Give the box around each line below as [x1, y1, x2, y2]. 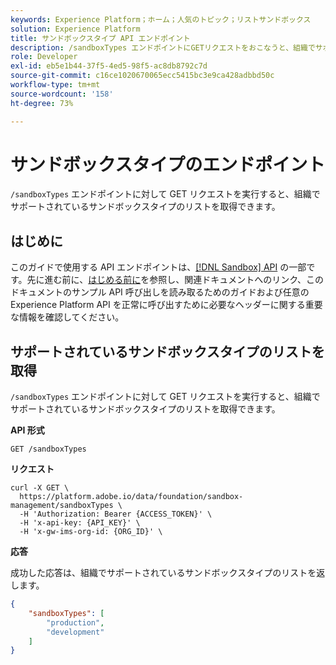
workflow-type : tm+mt [10, 80, 101, 90]
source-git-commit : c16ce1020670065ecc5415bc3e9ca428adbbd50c [10, 71, 275, 81]
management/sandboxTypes [10, 501, 114, 511]
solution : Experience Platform [10, 24, 141, 34]
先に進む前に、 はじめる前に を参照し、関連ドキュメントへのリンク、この [26, 274, 324, 286]
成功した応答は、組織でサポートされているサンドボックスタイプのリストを [10, 567, 317, 579]
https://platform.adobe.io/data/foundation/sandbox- [19, 492, 244, 502]
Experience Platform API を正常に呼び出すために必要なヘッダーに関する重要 [10, 299, 323, 311]
